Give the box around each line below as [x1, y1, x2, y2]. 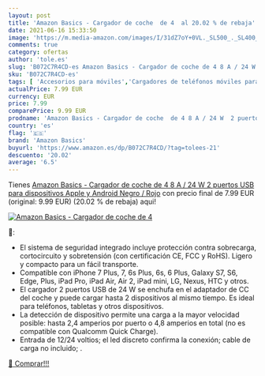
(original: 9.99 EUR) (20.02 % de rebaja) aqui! [8, 197, 156, 206]
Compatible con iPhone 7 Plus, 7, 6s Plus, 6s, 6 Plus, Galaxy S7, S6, [19, 268, 238, 277]
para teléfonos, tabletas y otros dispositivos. [19, 302, 164, 311]
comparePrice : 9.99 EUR [8, 107, 87, 115]
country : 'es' [8, 122, 55, 130]
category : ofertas [8, 48, 69, 56]
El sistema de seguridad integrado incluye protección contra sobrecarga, [19, 243, 257, 253]
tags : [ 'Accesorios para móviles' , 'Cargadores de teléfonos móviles [8, 77, 242, 85]
